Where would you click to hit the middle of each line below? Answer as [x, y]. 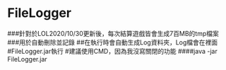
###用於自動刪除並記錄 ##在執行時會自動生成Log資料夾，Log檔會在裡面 [113, 42]
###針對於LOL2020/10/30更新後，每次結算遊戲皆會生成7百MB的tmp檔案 [113, 33]
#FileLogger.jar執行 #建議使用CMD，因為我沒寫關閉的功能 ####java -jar [112, 51]
